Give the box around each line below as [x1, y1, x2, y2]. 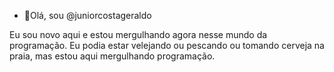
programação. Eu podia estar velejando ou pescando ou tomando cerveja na [9, 40, 325, 51]
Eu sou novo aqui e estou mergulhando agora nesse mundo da [9, 29, 268, 40]
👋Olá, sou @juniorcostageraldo [23, 10, 152, 21]
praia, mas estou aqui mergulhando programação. [9, 50, 216, 62]
